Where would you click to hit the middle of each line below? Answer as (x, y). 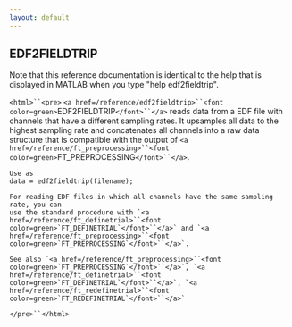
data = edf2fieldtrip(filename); (71, 181)
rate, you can (36, 205)
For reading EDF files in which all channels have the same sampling (142, 197)
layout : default (39, 17)
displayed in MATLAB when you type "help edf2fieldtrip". (114, 85)
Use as (21, 174)
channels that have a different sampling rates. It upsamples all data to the (144, 121)
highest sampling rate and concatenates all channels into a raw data (134, 130)
